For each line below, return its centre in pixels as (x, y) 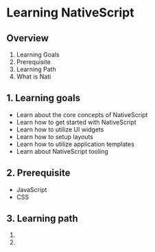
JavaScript (32, 189)
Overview (28, 38)
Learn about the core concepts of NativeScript (82, 114)
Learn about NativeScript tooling (62, 151)
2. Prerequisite (38, 173)
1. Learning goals (43, 98)
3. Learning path (42, 219)
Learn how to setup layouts (55, 136)
